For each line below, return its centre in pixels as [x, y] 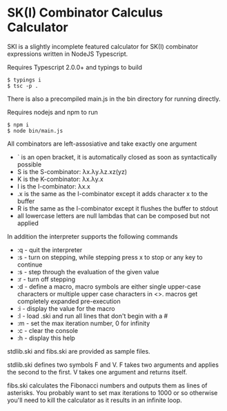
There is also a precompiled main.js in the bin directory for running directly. [114, 99]
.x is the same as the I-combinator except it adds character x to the [112, 193]
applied [28, 223]
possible [29, 164]
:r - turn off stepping [46, 279]
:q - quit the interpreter [50, 249]
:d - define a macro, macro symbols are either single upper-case [109, 286]
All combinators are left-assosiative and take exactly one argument [102, 144]
